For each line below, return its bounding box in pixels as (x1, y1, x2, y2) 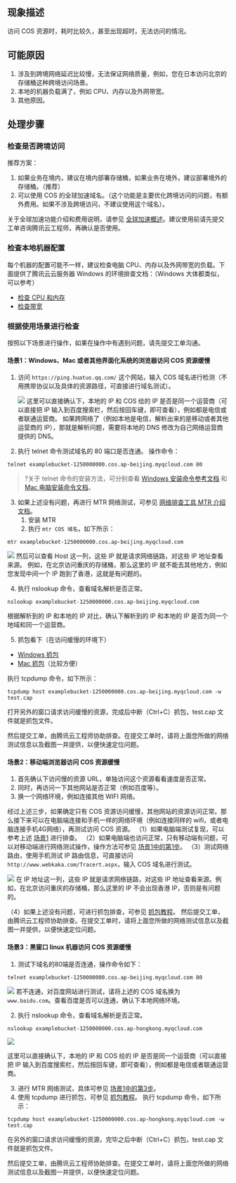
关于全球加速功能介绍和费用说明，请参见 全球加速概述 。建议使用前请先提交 (7, 215, 225, 223)
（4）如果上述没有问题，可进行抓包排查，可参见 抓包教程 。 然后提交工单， (7, 908, 224, 916)
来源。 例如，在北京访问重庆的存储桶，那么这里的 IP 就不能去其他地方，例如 (7, 561, 228, 569)
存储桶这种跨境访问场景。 (17, 78, 92, 87)
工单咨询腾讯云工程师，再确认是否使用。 (7, 224, 124, 233)
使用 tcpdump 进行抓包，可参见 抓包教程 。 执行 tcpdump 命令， (17, 1093, 203, 1101)
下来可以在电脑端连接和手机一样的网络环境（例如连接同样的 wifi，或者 (19, 816, 223, 824)
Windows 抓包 (17, 650, 59, 659)
